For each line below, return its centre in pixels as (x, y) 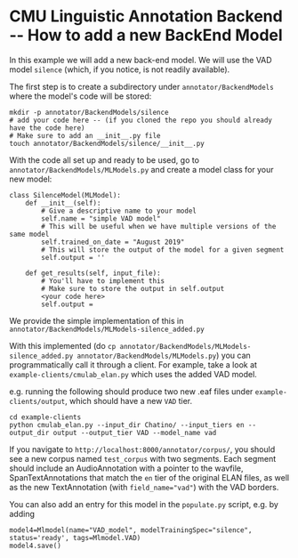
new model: (31, 179)
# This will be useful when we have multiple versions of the (159, 226)
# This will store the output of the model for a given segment (163, 250)
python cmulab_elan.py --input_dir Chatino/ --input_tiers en (127, 425)
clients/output (37, 401)
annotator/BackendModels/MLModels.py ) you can (164, 355)
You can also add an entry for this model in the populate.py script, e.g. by (144, 504)
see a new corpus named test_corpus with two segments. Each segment (143, 458)
